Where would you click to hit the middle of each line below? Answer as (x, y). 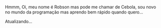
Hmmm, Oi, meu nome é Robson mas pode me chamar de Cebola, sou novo (80, 7)
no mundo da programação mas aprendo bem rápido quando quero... (74, 12)
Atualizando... (19, 21)
